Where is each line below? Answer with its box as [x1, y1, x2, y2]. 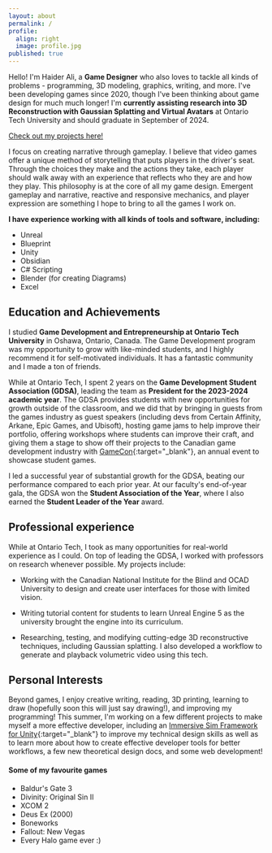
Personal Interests [8, 673, 103, 687]
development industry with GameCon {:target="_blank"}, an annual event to [8, 446, 260, 456]
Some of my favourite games [8, 765, 108, 775]
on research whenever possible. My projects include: [8, 559, 186, 569]
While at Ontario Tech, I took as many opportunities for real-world [8, 542, 228, 551]
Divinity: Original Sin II [19, 792, 94, 802]
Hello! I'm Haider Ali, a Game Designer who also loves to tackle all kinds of [8, 72, 258, 81]
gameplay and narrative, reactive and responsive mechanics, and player [8, 190, 250, 199]
